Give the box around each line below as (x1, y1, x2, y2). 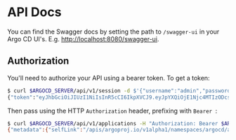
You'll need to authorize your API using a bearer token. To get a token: (7, 73, 210, 82)
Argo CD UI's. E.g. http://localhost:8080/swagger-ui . (7, 34, 159, 43)
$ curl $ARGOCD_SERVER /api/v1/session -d (7, 87, 131, 94)
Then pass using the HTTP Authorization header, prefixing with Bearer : (7, 106, 218, 115)
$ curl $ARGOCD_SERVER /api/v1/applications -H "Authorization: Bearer (7, 120, 218, 127)
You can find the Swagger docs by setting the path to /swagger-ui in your (7, 27, 220, 36)
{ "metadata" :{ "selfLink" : (7, 127, 83, 134)
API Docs (7, 4, 62, 20)
